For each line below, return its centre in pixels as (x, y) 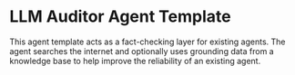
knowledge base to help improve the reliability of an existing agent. (135, 61)
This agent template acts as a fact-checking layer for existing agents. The (147, 42)
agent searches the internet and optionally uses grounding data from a (142, 51)
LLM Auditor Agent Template (120, 17)
